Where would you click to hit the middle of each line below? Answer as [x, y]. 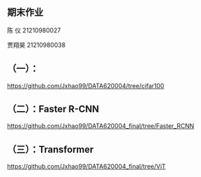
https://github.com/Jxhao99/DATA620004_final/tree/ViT [86, 167]
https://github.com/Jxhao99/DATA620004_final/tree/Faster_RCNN [100, 126]
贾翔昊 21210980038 [36, 45]
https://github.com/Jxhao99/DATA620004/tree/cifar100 [86, 85]
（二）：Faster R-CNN [53, 109]
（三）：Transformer [50, 149]
